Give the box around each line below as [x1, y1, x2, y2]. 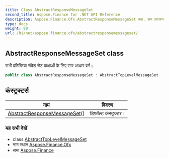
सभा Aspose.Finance [12, 147, 54, 153]
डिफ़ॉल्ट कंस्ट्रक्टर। [90, 110, 125, 117]
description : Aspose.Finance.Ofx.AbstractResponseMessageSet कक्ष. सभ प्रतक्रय [5, 17, 164, 22]
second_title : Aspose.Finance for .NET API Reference [5, 12, 121, 17]
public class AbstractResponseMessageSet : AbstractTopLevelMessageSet [5, 72, 158, 78]
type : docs [5, 21, 28, 27]
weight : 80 [5, 26, 28, 31]
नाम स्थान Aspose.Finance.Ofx [12, 141, 71, 147]
